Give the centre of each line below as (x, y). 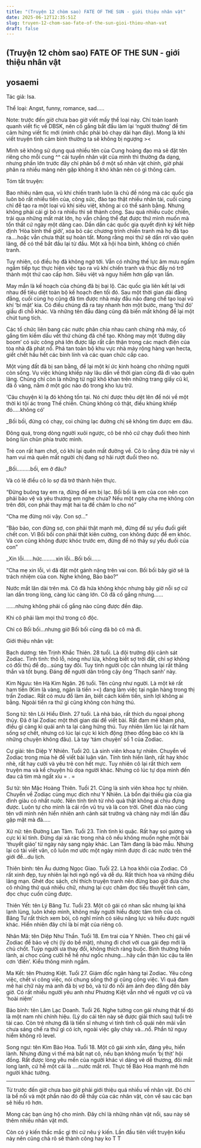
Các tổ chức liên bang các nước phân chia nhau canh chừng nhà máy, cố (96, 329)
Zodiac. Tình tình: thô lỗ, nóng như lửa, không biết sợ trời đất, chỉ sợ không (98, 659)
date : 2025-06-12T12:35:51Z (41, 17)
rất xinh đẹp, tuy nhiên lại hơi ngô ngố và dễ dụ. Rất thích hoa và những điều (100, 875)
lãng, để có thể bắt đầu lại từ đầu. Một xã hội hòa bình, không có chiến (93, 244)
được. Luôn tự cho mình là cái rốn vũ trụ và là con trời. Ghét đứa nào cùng (97, 807)
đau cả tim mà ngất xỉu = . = (41, 776)
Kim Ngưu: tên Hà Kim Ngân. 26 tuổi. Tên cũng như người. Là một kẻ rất (95, 684)
